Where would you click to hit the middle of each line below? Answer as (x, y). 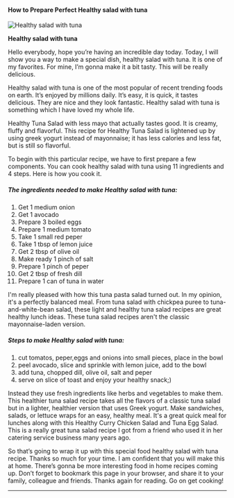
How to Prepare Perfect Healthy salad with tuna (78, 10)
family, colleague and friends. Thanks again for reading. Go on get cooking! (116, 481)
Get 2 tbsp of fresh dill (50, 274)
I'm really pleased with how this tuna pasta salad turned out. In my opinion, (115, 295)
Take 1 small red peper (50, 237)
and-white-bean (31, 310)
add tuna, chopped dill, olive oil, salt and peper (85, 373)
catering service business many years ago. (69, 437)
